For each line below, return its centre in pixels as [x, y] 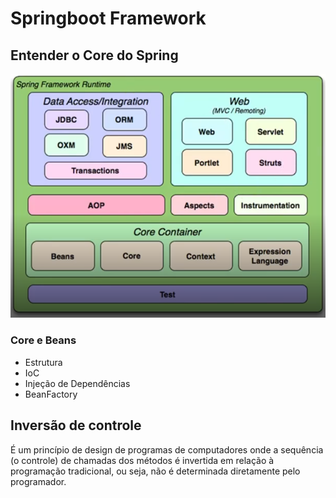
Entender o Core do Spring [94, 55]
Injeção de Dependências [77, 383]
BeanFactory [51, 394]
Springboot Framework [108, 18]
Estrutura [43, 362]
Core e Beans [43, 340]
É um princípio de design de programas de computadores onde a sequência [167, 449]
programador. [38, 481]
